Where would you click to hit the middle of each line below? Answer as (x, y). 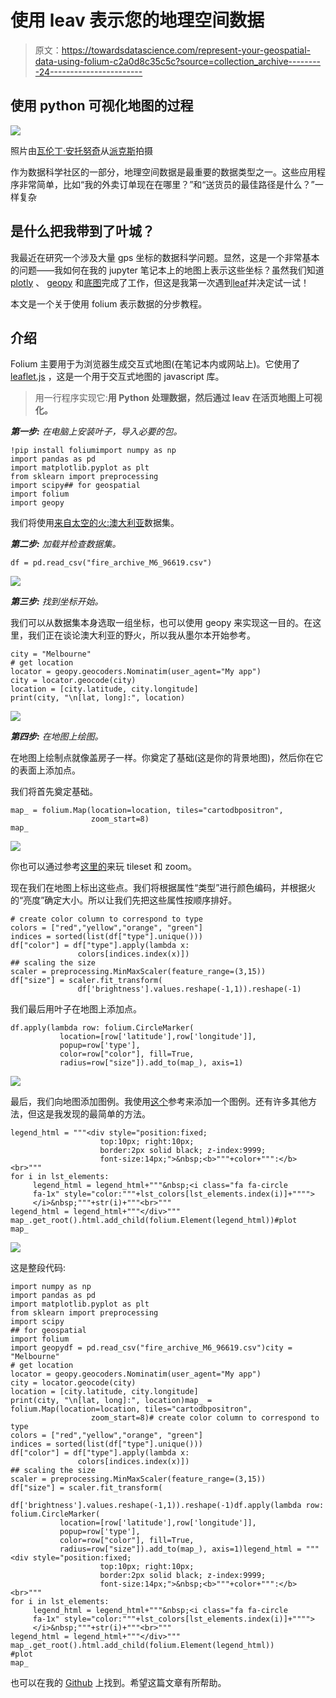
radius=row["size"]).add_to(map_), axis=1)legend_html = (180, 1549)
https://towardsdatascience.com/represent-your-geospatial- (186, 50)
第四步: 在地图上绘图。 (57, 737)
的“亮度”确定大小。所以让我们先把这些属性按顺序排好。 (124, 900)
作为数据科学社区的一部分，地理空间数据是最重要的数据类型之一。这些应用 (163, 172)
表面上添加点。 (49, 770)
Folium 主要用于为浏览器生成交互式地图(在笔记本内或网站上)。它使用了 (155, 364)
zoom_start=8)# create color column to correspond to (205, 1418)
